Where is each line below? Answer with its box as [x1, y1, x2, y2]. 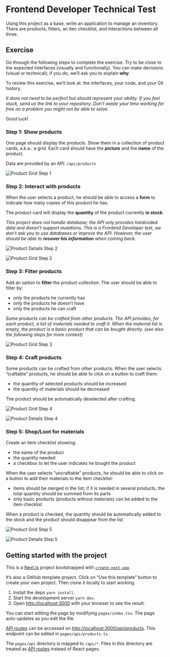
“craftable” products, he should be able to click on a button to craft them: [6, 371, 158, 377]
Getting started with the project [6, 551, 107, 560]
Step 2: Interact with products [6, 182, 81, 190]
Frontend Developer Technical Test [6, 4, 156, 15]
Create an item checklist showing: [6, 440, 76, 446]
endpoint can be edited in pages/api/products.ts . [6, 631, 109, 637]
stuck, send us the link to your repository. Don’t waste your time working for [6, 100, 164, 106]
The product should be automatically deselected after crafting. [6, 395, 136, 401]
